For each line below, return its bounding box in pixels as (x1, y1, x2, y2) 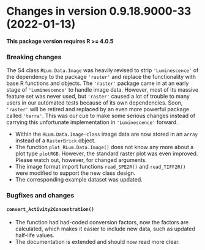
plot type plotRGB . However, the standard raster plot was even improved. (15, 150, 198, 157)
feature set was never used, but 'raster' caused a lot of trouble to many (6, 93, 190, 100)
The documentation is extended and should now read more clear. (15, 238, 181, 246)
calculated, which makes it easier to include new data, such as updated (15, 225, 196, 233)
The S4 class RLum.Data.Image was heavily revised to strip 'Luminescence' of (6, 67, 199, 74)
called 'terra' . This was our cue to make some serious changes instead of (6, 112, 196, 120)
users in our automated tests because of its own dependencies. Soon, (6, 99, 183, 106)
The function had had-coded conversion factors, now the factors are (15, 219, 189, 226)
